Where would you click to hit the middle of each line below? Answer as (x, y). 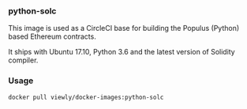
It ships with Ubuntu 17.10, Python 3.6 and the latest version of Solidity (122, 52)
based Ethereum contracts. (52, 36)
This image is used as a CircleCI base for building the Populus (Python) (124, 28)
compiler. (23, 60)
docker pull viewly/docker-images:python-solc (86, 97)
